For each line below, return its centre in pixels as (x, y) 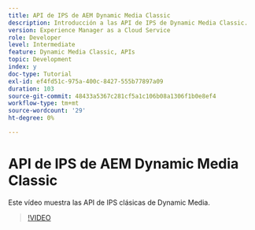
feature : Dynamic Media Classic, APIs (72, 52)
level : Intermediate (42, 45)
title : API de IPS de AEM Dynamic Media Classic (89, 15)
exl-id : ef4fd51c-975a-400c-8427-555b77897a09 (86, 81)
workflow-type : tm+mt (44, 103)
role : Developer (35, 37)
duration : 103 (31, 89)
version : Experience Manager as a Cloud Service (89, 30)
